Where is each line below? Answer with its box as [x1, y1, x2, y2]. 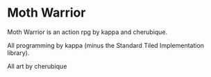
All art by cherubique [7, 62, 67, 70]
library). [7, 49, 30, 57]
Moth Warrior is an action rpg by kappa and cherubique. [7, 28, 168, 36]
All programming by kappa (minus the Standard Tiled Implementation [7, 41, 205, 49]
